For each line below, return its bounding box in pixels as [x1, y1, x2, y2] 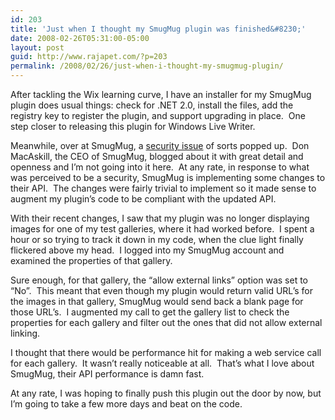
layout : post [10, 42, 65, 53]
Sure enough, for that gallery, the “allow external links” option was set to [10, 274, 308, 286]
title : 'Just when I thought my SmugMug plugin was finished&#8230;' [10, 24, 307, 34]
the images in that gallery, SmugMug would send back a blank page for [10, 296, 304, 307]
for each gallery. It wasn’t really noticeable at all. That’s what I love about [10, 357, 315, 369]
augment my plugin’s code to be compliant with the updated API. [10, 193, 277, 205]
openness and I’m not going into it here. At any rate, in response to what [10, 161, 310, 173]
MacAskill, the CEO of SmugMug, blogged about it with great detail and [10, 151, 304, 162]
